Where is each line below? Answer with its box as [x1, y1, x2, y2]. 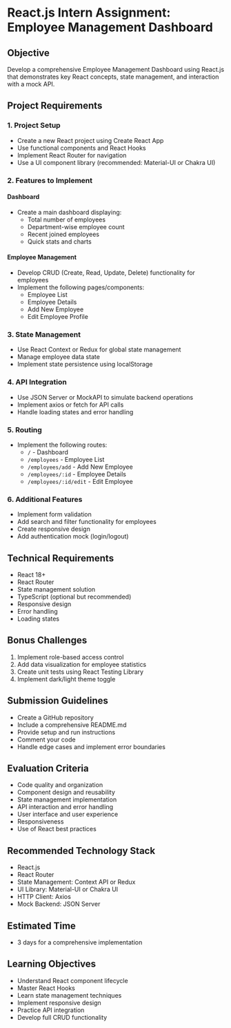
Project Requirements [7, 100, 103, 112]
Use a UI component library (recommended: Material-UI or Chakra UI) [17, 158, 216, 166]
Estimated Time [7, 920, 76, 931]
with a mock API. [7, 80, 55, 88]
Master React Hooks [17, 984, 76, 992]
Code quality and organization [17, 781, 103, 789]
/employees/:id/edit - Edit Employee [27, 477, 133, 485]
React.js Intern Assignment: [7, 5, 171, 21]
